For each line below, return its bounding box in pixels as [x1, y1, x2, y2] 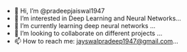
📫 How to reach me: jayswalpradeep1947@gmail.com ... [14, 37, 179, 45]
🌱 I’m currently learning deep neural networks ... [14, 22, 156, 30]
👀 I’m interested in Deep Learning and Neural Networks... [14, 14, 181, 22]
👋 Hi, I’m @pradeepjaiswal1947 [14, 7, 105, 15]
